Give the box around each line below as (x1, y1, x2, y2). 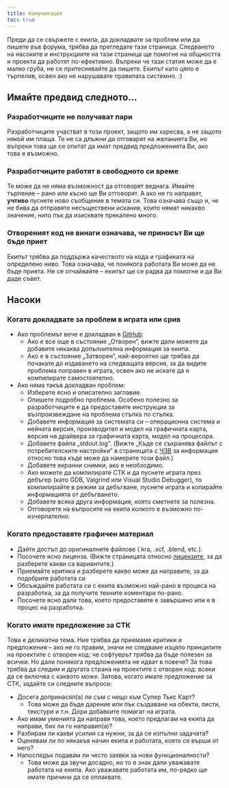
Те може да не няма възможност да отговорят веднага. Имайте (7, 182, 195, 190)
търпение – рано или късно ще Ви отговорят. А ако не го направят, (7, 189, 203, 197)
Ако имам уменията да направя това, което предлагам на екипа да (16, 715, 215, 723)
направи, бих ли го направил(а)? (16, 722, 113, 730)
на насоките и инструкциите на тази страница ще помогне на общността (7, 49, 221, 58)
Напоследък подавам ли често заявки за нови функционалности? (16, 751, 210, 759)
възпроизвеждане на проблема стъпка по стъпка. (27, 410, 175, 419)
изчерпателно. (27, 512, 70, 521)
